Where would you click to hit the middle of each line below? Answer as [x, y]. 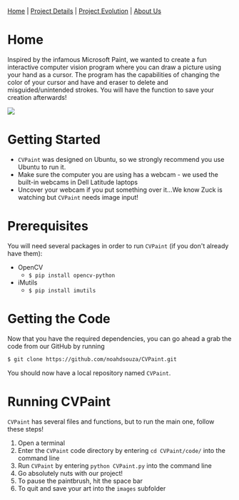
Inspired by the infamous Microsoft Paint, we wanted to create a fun [107, 59]
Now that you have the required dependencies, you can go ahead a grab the [119, 338]
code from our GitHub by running [56, 346]
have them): [25, 253]
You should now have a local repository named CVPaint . [89, 373]
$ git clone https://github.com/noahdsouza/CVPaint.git [92, 359]
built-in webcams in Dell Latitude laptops [77, 182]
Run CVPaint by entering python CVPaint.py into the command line [115, 465]
